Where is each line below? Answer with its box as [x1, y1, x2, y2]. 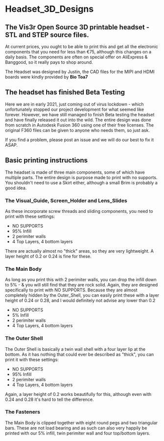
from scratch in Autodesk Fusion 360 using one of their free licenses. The [5, 122, 154, 128]
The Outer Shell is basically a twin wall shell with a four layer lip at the [5, 346, 146, 352]
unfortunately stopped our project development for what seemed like [5, 106, 144, 112]
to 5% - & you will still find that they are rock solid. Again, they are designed [5, 282, 158, 288]
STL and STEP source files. [5, 30, 89, 39]
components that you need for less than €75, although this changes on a [5, 49, 152, 54]
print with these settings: [5, 213, 55, 219]
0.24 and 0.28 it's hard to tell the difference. [5, 396, 94, 402]
